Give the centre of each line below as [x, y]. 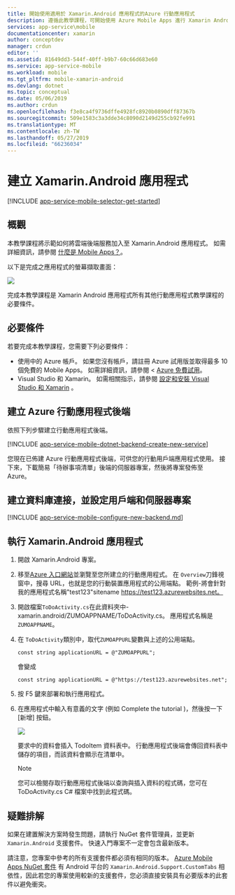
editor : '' [23, 53]
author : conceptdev [36, 40]
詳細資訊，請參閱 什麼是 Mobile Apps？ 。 [67, 252]
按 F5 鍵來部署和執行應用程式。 [63, 694]
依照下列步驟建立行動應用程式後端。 [59, 430]
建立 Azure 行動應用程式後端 [69, 412]
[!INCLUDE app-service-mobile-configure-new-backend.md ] [95, 517]
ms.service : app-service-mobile [54, 66]
